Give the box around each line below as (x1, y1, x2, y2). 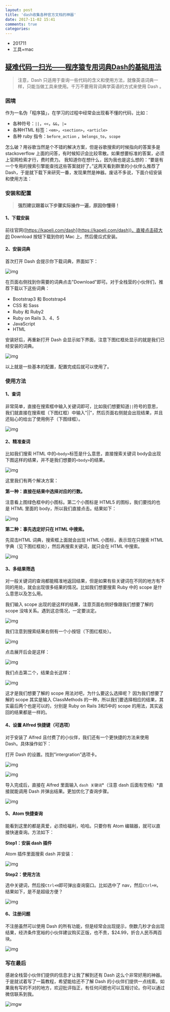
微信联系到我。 (5, 991, 36, 997)
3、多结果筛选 (5, 566, 35, 572)
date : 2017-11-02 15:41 (5, 17, 56, 22)
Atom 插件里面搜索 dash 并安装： (5, 851, 75, 857)
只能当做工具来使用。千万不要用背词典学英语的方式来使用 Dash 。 (26, 83, 164, 89)
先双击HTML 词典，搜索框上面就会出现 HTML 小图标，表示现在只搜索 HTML (5, 537, 163, 543)
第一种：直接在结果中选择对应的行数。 (5, 488, 85, 495)
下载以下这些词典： (9, 285, 50, 291)
